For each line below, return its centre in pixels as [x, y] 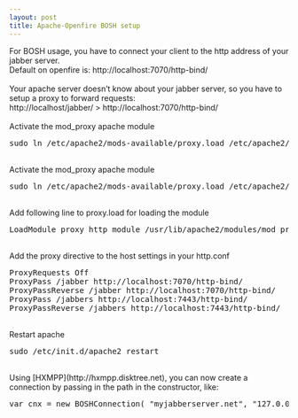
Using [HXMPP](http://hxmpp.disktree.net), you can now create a [129, 377]
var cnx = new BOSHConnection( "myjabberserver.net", [129, 403]
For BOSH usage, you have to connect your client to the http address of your [149, 50]
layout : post [33, 17]
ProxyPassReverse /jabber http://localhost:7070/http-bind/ [143, 290]
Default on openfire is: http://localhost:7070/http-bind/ [109, 70]
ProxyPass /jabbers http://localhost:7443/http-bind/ [129, 299]
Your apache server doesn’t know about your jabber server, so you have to [145, 89]
